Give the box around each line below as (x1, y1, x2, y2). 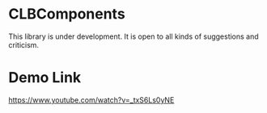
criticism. (8, 40, 39, 49)
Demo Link (8, 69, 82, 87)
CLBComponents (8, 5, 125, 23)
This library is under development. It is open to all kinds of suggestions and (8, 31, 259, 41)
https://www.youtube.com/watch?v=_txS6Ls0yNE (8, 94, 175, 105)
